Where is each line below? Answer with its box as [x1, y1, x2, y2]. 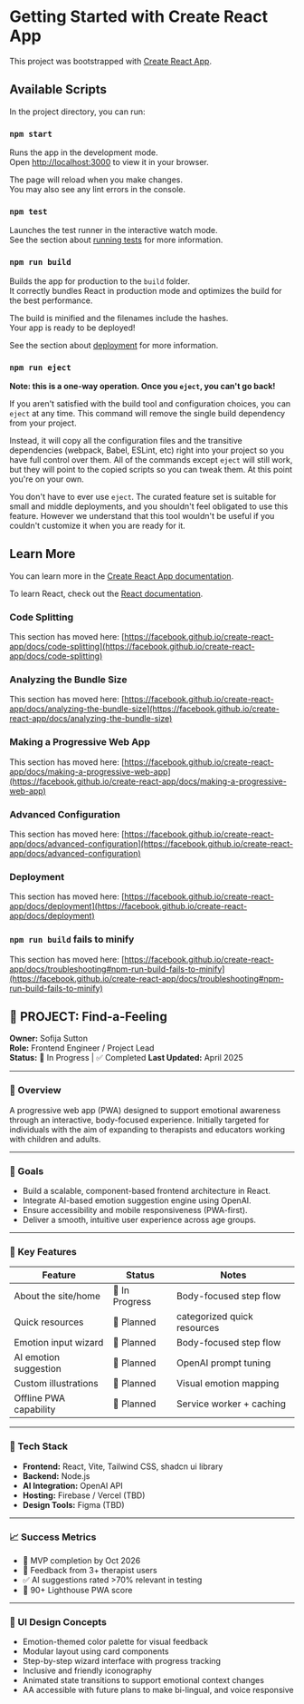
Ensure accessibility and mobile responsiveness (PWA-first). [22, 1204, 248, 1215]
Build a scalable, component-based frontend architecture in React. [22, 1185, 271, 1196]
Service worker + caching [176, 1397, 287, 1410]
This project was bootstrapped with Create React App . [9, 55, 213, 66]
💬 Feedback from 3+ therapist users [22, 1564, 157, 1575]
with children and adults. [9, 1133, 101, 1144]
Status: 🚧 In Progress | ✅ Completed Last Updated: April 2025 [9, 1053, 243, 1063]
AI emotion [14, 1351, 61, 1364]
